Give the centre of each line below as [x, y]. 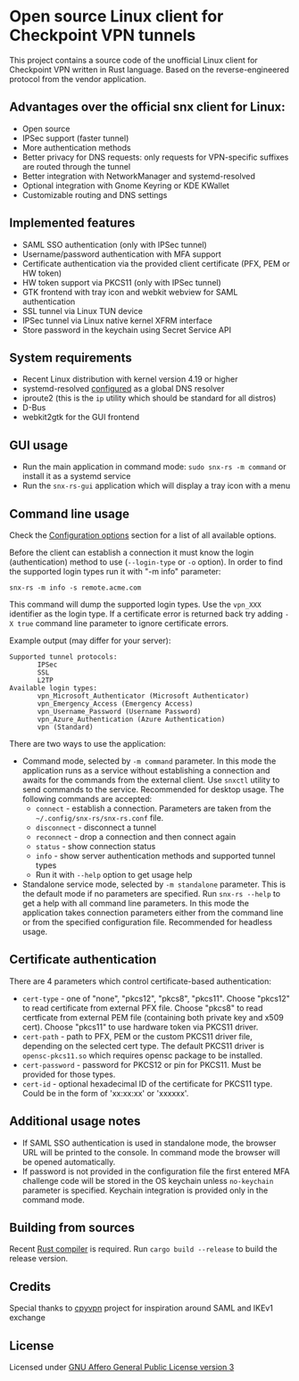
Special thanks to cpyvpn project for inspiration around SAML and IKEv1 [141, 1308]
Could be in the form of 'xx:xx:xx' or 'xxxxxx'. [105, 1093]
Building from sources [72, 1228]
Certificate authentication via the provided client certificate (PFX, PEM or [156, 263]
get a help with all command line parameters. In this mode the [136, 903]
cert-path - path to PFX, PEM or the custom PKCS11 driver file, [137, 1036]
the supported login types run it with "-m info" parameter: [115, 571]
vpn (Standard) [65, 727]
